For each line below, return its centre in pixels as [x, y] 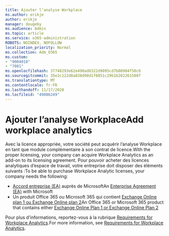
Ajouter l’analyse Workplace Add [74, 120]
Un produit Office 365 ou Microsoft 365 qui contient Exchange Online [85, 197]
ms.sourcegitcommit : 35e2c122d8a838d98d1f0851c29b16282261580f [73, 76]
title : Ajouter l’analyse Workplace [44, 10]
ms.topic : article [24, 33]
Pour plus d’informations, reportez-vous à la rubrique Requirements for [79, 217]
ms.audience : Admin [26, 29]
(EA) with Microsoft [33, 192]
